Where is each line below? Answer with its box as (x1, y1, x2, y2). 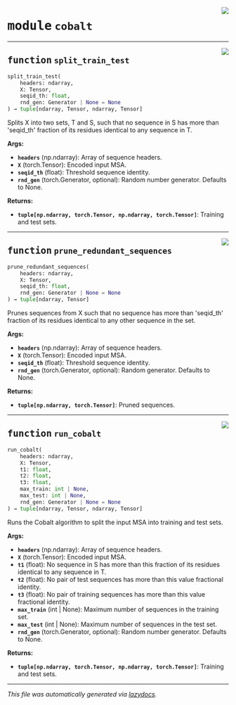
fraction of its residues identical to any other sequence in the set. (7, 317, 196, 325)
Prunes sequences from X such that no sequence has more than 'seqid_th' (7, 309, 223, 317)
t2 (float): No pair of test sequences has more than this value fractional (17, 575, 223, 583)
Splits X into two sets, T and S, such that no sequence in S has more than (7, 118, 219, 127)
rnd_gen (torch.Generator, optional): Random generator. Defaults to (17, 366, 211, 374)
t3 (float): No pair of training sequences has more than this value (17, 590, 206, 598)
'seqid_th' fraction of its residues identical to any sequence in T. (7, 126, 192, 134)
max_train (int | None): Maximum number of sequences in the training (17, 605, 219, 614)
